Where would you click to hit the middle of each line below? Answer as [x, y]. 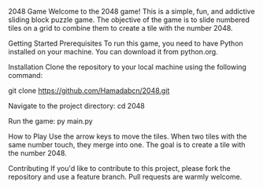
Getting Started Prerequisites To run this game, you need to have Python [126, 43]
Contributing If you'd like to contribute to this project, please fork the [119, 168]
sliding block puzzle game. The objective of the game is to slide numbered [129, 20]
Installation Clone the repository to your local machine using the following [127, 67]
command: [26, 75]
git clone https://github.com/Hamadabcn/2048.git [89, 91]
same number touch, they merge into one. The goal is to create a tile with [127, 145]
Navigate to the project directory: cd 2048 [77, 106]
